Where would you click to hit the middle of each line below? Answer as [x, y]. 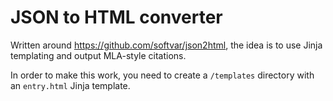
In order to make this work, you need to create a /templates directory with [162, 75]
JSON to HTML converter [116, 17]
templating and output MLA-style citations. [98, 55]
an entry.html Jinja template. [70, 85]
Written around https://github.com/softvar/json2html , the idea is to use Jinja [166, 45]
